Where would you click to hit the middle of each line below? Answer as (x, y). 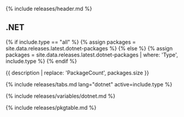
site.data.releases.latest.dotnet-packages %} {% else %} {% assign (89, 48)
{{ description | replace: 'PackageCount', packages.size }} (77, 73)
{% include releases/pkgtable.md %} (51, 107)
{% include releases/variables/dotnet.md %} (61, 96)
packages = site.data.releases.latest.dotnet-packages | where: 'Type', (92, 55)
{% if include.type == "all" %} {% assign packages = (71, 42)
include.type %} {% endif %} (41, 61)
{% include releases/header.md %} (49, 9)
